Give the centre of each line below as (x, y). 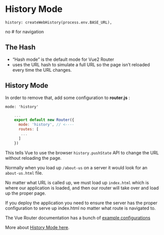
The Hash (20, 48)
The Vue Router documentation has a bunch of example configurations (78, 218)
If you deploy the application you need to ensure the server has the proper (81, 203)
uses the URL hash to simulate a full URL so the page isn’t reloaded (81, 64)
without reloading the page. (33, 158)
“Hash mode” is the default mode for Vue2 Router (63, 59)
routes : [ (28, 129)
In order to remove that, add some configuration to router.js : (68, 98)
